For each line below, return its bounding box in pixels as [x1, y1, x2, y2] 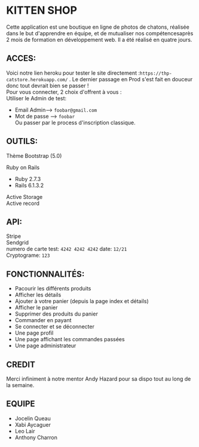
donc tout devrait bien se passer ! [6, 82, 89, 89]
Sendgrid [6, 239, 29, 246]
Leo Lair [14, 427, 35, 434]
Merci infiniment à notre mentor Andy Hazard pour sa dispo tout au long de [6, 375, 191, 382]
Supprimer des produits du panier [14, 310, 99, 317]
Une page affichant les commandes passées [14, 336, 125, 343]
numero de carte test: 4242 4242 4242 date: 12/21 [6, 246, 127, 253]
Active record [6, 200, 40, 207]
